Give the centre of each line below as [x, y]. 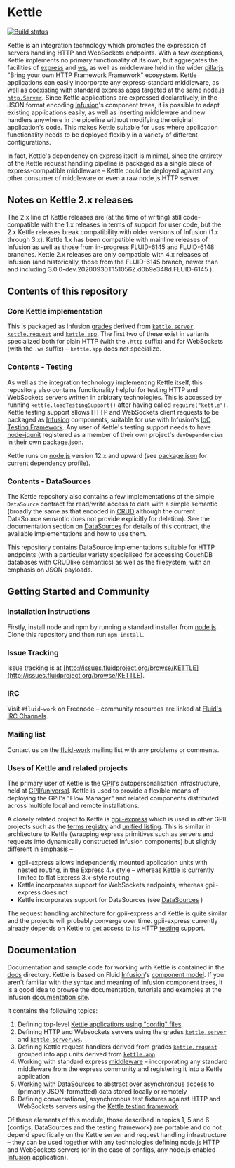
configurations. [29, 142]
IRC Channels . [28, 716]
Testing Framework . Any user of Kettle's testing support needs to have [109, 427]
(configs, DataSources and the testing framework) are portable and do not [115, 1127]
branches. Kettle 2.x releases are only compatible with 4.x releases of [108, 254]
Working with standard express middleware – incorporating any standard [122, 1061]
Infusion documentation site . [48, 997]
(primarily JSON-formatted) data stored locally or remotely [102, 1091]
